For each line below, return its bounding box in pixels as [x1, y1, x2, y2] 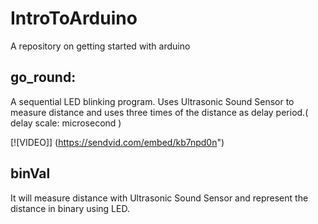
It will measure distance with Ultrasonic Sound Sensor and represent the [10, 192, 309, 204]
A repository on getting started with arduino [10, 40, 191, 52]
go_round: [10, 69, 77, 86]
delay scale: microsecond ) [10, 117, 122, 129]
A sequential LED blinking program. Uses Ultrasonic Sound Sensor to [10, 95, 295, 107]
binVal [10, 165, 51, 182]
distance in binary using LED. [10, 202, 130, 214]
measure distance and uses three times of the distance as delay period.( [10, 106, 309, 118]
